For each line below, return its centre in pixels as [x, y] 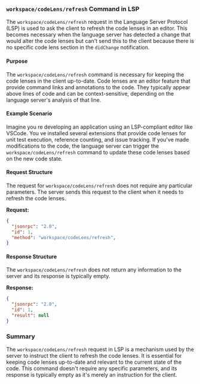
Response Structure [32, 257]
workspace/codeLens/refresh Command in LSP [73, 9]
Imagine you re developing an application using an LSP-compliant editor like [99, 127]
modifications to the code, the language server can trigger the [83, 146]
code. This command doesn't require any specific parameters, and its [92, 368]
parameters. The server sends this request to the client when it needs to [95, 192]
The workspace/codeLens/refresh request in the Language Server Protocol [97, 22]
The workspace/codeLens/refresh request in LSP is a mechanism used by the [100, 349]
